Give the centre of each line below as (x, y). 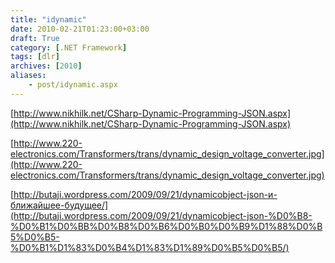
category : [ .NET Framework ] (69, 47)
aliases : (28, 76)
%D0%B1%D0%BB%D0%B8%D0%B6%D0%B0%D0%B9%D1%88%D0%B (166, 226)
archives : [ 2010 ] (46, 66)
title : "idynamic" (48, 19)
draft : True (35, 38)
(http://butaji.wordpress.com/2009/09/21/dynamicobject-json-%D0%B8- (161, 215)
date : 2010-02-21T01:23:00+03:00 (80, 29)
